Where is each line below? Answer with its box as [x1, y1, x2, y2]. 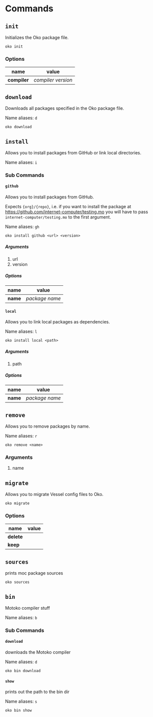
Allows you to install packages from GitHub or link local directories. [5, 149, 142, 156]
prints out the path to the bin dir [5, 689, 70, 695]
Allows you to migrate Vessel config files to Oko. [5, 492, 104, 497]
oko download [5, 125, 32, 130]
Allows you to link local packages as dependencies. [5, 319, 110, 325]
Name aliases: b [5, 614, 38, 621]
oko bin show [5, 708, 32, 713]
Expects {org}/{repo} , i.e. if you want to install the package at [5, 204, 132, 210]
